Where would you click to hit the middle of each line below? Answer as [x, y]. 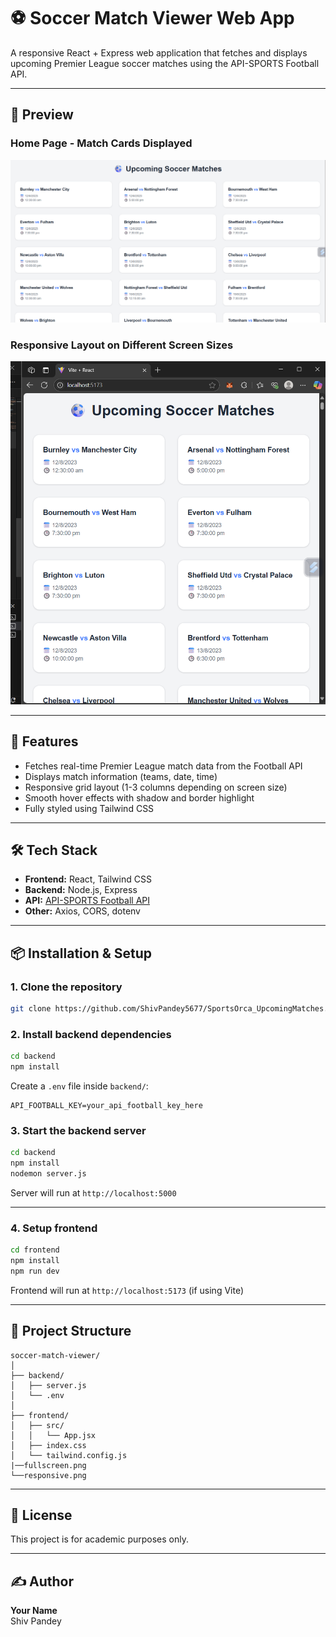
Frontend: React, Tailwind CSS [88, 879]
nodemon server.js [48, 1174]
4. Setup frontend [54, 1228]
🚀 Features [44, 741]
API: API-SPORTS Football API [87, 901]
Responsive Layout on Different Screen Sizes [122, 345]
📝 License [41, 1515]
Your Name [34, 1611]
